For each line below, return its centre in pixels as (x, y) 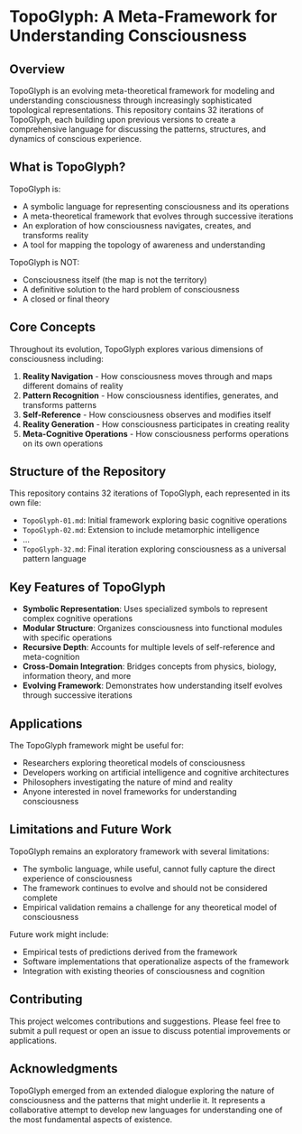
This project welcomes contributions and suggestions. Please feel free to (145, 1021)
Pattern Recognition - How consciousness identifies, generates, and (151, 395)
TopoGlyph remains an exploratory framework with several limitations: (139, 851)
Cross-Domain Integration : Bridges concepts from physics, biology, (149, 666)
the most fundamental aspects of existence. (91, 1119)
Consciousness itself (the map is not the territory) (114, 279)
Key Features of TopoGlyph (87, 587)
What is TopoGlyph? (68, 167)
